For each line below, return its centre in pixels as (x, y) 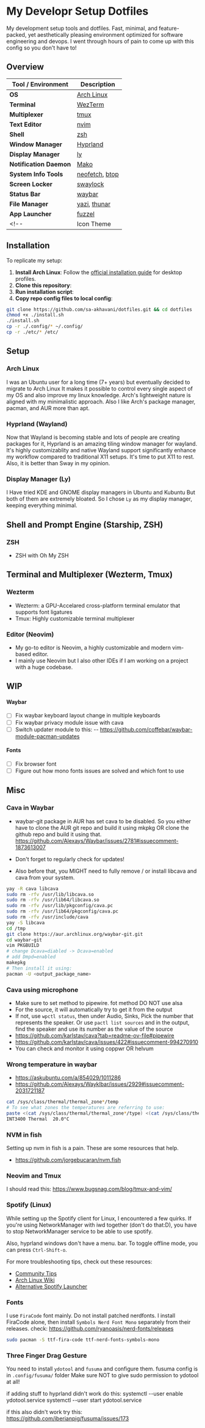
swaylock (90, 184)
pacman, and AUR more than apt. (48, 408)
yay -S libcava (26, 922)
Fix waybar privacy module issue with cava (69, 722)
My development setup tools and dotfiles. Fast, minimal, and (82, 28)
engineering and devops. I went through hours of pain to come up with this (100, 41)
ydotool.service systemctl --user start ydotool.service (74, 1400)
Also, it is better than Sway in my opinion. (58, 463)
